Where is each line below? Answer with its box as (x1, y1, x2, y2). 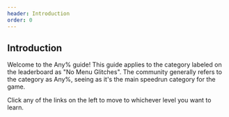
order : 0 (7, 17, 33, 24)
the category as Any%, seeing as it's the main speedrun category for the (7, 75, 216, 84)
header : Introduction (7, 10, 70, 17)
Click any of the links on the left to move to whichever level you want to (7, 96, 212, 105)
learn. (7, 103, 24, 111)
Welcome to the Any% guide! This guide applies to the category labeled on (7, 60, 222, 69)
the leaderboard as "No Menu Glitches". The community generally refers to (7, 68, 223, 76)
